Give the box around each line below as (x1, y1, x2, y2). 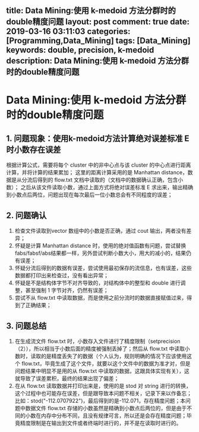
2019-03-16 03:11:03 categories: (6, 26, 131, 37)
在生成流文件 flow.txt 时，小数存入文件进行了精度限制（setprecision (14, 338, 181, 345)
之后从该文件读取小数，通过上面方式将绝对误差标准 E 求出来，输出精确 (20, 184, 194, 191)
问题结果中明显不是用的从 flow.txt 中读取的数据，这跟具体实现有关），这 (14, 368, 189, 375)
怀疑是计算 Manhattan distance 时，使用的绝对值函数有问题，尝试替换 (14, 242, 187, 249)
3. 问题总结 (6, 321, 47, 331)
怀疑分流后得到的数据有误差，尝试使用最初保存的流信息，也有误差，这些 (14, 264, 192, 272)
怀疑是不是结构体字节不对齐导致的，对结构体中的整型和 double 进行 (14, 279, 181, 287)
